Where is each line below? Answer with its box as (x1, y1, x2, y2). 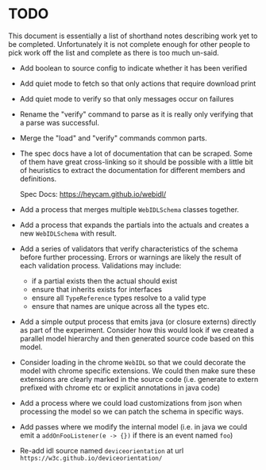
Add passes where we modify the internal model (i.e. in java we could (19, 422, 248, 431)
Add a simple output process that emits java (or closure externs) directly (19, 317, 256, 326)
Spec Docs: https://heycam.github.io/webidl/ (19, 189, 167, 198)
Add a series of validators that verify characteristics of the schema (19, 244, 238, 253)
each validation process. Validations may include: (19, 260, 182, 270)
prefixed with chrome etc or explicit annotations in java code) (19, 383, 221, 392)
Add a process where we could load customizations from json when (19, 398, 242, 407)
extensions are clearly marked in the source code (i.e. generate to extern (19, 374, 259, 383)
